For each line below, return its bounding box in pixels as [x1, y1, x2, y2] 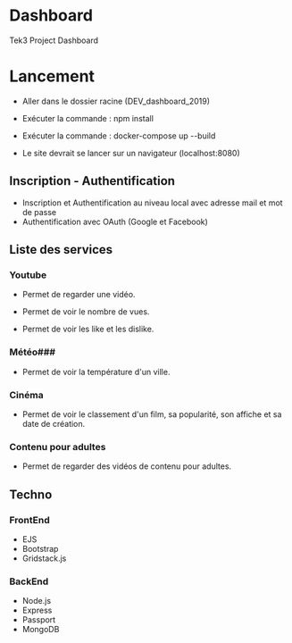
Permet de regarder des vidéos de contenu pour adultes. [21, 461, 232, 472]
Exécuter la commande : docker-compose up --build [21, 130, 216, 141]
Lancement [9, 66, 96, 87]
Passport [21, 614, 56, 625]
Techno [9, 487, 53, 502]
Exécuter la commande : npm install [21, 113, 154, 123]
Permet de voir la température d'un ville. [21, 366, 171, 377]
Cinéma [9, 388, 44, 401]
